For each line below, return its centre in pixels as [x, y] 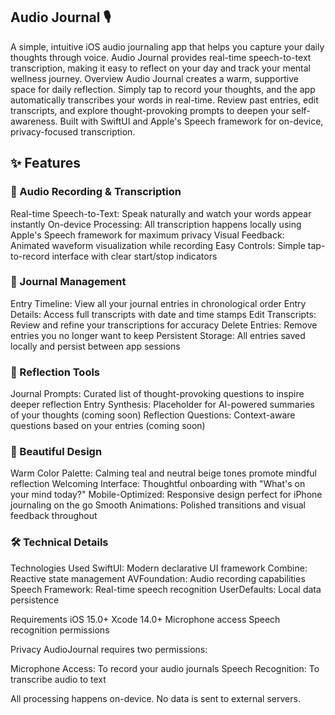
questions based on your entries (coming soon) [108, 426]
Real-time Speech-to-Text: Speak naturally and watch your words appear [161, 213]
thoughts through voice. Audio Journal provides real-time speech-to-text [161, 57]
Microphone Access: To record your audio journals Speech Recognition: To [165, 668]
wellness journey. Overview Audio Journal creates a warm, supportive [154, 78]
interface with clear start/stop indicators [134, 256]
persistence [35, 600]
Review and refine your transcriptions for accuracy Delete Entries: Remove [164, 325]
